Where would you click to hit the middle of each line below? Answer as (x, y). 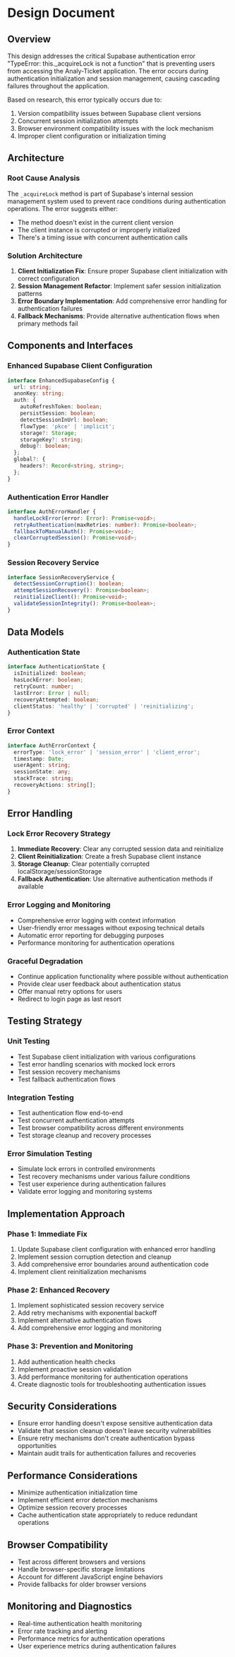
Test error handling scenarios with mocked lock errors (96, 1064)
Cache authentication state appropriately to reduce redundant (107, 1515)
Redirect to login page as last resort (69, 999)
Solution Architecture (45, 256)
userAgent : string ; (42, 765)
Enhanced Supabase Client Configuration (80, 366)
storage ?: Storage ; (49, 433)
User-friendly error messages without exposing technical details (111, 927)
